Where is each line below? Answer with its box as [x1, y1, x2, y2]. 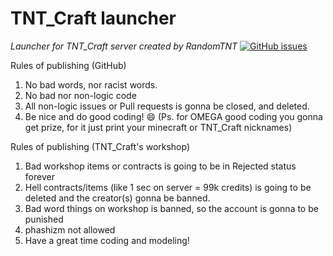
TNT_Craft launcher [10, 7, 177, 30]
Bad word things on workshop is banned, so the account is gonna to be [24, 202, 319, 214]
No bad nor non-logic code [24, 89, 137, 101]
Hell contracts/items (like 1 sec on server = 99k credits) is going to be [24, 181, 312, 193]
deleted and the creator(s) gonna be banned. [24, 192, 211, 204]
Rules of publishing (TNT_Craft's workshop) [10, 140, 191, 152]
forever [24, 170, 55, 182]
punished [24, 213, 64, 225]
